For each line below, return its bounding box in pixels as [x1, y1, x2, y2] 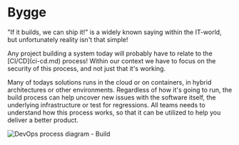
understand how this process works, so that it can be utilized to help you [7, 108, 221, 117]
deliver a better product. [7, 115, 78, 124]
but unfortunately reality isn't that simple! [7, 35, 128, 43]
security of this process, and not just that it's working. [7, 64, 166, 72]
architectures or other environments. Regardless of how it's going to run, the [7, 85, 233, 94]
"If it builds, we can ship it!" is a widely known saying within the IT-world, [7, 28, 223, 36]
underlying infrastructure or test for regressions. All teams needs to [7, 100, 205, 109]
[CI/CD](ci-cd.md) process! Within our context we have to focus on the [7, 56, 216, 65]
